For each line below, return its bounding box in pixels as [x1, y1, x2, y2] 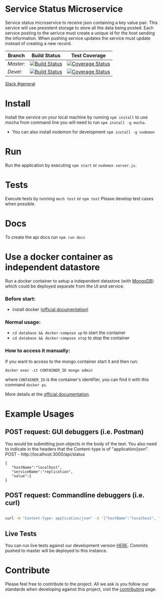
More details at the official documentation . [5, 391, 90, 397]
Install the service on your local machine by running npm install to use [5, 114, 148, 120]
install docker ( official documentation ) [12, 306, 89, 312]
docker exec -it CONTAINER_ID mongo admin [5, 368, 93, 373]
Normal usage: [5, 318, 41, 325]
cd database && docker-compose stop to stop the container [12, 335, 130, 341]
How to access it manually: [5, 347, 71, 354]
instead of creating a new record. [5, 40, 72, 46]
